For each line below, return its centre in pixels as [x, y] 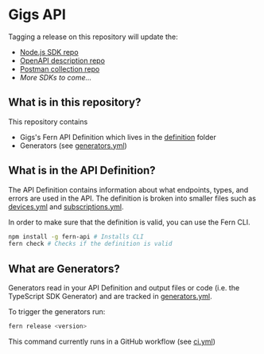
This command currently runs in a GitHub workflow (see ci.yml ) [112, 341]
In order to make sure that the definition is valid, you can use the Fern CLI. [129, 222]
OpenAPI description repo [62, 60]
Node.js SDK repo [49, 52]
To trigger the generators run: [57, 312]
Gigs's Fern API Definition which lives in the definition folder [118, 137]
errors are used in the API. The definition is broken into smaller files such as [132, 198]
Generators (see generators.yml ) [73, 146]
